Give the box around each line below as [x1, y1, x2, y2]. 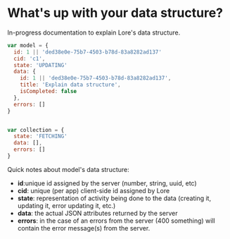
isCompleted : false [20, 88, 77, 95]
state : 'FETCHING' [13, 133, 68, 140]
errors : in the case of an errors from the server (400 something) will [17, 216, 216, 225]
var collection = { [7, 126, 65, 133]
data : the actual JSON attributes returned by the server [17, 209, 178, 217]
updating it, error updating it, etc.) [17, 201, 116, 209]
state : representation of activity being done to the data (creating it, [17, 194, 212, 202]
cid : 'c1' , [13, 55, 46, 62]
